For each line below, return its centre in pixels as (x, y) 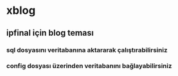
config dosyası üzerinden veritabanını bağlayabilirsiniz (89, 66)
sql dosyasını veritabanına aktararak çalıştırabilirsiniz (87, 50)
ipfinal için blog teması (50, 33)
